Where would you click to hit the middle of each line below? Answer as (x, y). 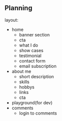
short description (36, 76)
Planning (18, 8)
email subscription (38, 66)
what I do (29, 45)
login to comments (38, 113)
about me (21, 71)
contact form (32, 60)
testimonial (30, 56)
